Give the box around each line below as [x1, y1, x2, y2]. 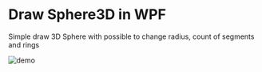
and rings [8, 40, 40, 49]
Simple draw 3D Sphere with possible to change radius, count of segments [8, 32, 255, 41]
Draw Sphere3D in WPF [8, 6, 166, 24]
